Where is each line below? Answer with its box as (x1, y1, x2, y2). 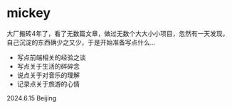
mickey (6, 5, 51, 21)
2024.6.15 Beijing (6, 93, 57, 102)
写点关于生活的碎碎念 (16, 62, 80, 70)
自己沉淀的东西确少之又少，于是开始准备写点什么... (6, 38, 156, 47)
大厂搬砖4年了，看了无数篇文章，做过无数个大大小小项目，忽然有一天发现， (6, 29, 229, 38)
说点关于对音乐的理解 (16, 71, 80, 79)
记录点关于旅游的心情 (16, 79, 80, 88)
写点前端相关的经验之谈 (16, 53, 86, 62)
